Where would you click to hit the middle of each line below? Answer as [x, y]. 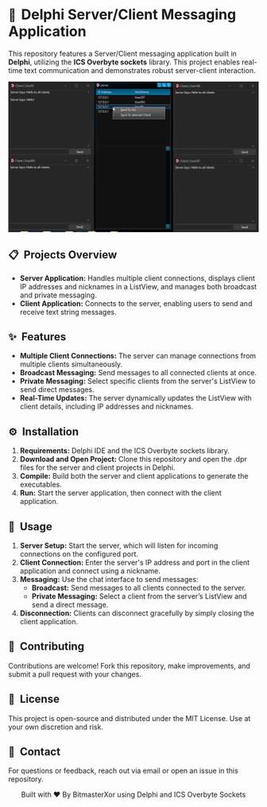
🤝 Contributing [46, 647]
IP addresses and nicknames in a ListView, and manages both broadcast [138, 286]
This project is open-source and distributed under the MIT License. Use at [130, 718]
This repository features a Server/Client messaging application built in [122, 53]
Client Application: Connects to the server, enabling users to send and [136, 303]
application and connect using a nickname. [90, 571]
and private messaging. [58, 295]
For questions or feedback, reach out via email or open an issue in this [123, 771]
